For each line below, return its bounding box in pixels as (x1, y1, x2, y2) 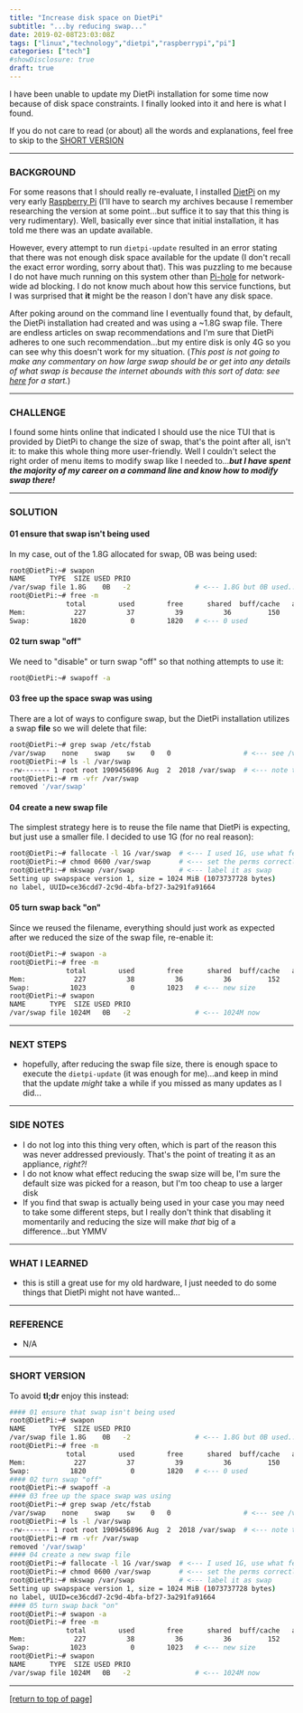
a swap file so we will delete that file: (9, 723, 147, 733)
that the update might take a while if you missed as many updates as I (22, 1078, 282, 1089)
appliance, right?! (22, 1159, 87, 1169)
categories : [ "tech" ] (9, 47, 91, 56)
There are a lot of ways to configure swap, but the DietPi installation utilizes (9, 714, 290, 724)
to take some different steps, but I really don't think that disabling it (22, 1207, 271, 1217)
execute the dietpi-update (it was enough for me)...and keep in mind (22, 1068, 279, 1079)
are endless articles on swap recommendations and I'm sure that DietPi (9, 327, 274, 338)
